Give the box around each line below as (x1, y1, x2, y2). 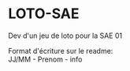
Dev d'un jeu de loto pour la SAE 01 (8, 31, 123, 40)
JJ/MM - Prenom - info (8, 54, 83, 64)
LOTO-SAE (8, 5, 80, 23)
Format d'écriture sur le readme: (8, 46, 113, 55)
